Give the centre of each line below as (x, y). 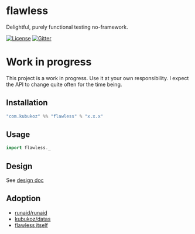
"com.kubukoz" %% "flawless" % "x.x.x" (55, 116)
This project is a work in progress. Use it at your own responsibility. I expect (97, 78)
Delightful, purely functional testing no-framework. (67, 27)
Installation (27, 103)
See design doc (25, 180)
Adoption (23, 199)
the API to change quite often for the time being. (64, 84)
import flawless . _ (28, 148)
